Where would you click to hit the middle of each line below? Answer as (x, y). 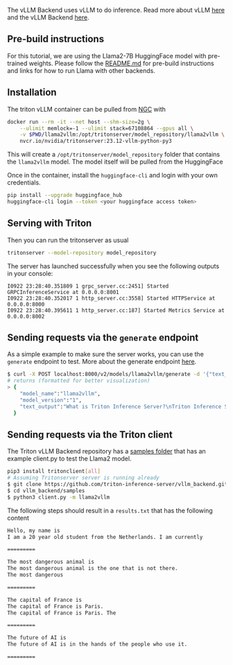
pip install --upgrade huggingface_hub (65, 196)
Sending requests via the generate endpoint (103, 337)
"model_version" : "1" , (51, 400)
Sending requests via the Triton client (90, 434)
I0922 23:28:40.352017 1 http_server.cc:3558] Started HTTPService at (111, 298)
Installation (32, 93)
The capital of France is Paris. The (62, 613)
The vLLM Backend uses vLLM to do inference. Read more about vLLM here (116, 10)
